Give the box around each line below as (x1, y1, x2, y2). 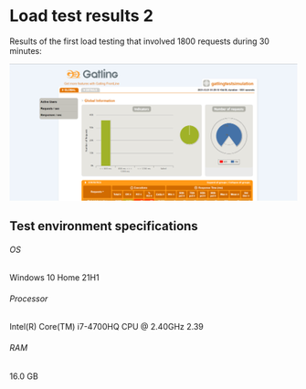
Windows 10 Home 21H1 (9, 272, 100, 283)
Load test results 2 (9, 5, 153, 26)
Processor (9, 293, 48, 304)
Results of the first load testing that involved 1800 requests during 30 (9, 36, 269, 47)
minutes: (9, 45, 43, 56)
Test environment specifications (9, 218, 198, 234)
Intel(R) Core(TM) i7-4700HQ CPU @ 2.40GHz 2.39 (9, 321, 204, 332)
